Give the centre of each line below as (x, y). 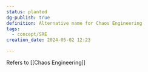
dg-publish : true (28, 18)
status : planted (27, 12)
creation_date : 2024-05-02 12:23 (49, 40)
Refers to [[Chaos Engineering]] (46, 62)
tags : (13, 29)
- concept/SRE (29, 34)
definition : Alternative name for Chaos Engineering (74, 23)
